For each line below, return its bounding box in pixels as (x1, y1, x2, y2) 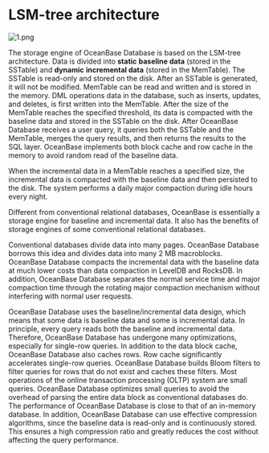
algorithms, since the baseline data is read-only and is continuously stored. (8, 418, 257, 427)
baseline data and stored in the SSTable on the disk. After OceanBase (8, 116, 238, 126)
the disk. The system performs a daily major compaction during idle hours (8, 183, 253, 192)
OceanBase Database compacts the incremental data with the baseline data (8, 257, 259, 266)
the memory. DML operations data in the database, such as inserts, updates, (8, 90, 261, 100)
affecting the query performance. (8, 434, 119, 444)
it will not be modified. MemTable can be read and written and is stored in (8, 82, 251, 92)
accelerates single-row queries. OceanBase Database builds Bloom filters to (8, 358, 261, 368)
